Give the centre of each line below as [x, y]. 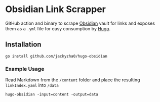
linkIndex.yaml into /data [32, 85]
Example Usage [25, 69]
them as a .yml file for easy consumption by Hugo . [58, 28]
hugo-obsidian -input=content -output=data [52, 94]
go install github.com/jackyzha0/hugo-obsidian [56, 56]
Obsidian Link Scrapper [56, 9]
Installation [23, 45]
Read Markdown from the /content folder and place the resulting [73, 80]
